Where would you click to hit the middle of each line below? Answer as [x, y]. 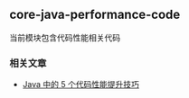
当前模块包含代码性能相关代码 [65, 37]
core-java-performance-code [95, 15]
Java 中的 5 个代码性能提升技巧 [81, 85]
